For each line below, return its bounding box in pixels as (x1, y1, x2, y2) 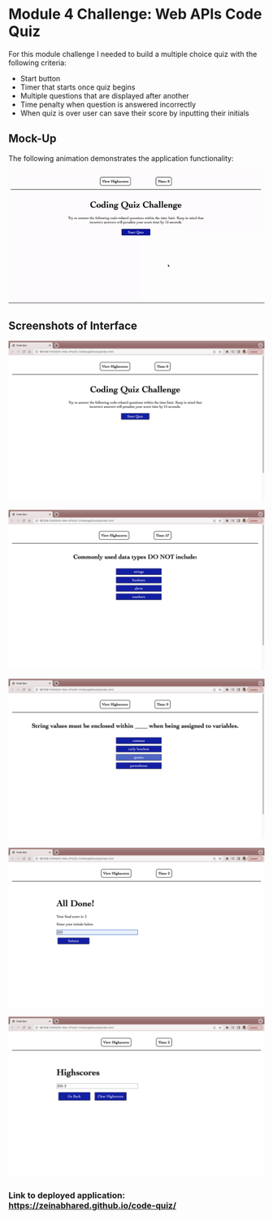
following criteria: (8, 58, 67, 68)
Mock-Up (8, 132, 57, 146)
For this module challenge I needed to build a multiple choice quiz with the (8, 49, 258, 59)
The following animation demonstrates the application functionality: (8, 153, 234, 163)
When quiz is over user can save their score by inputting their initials (19, 107, 249, 118)
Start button (19, 73, 61, 83)
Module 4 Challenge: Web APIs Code (8, 5, 262, 24)
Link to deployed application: (8, 1190, 126, 1201)
